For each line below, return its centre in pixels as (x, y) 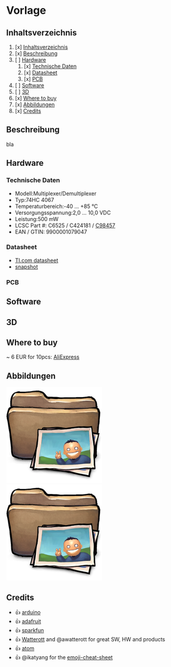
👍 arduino (28, 612)
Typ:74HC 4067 (34, 199)
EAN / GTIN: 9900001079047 (51, 231)
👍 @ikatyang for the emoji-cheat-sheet (64, 657)
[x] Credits (28, 111)
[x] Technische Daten (50, 66)
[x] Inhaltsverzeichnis (41, 47)
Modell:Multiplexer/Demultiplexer (56, 193)
